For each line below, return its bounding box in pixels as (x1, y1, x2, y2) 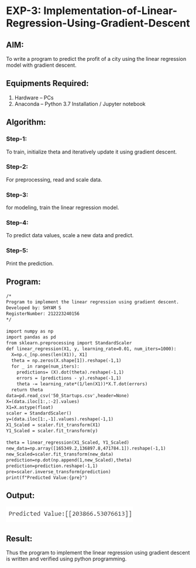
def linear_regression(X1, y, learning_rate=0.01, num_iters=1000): (6, 345, 177, 352)
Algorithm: (6, 117, 46, 127)
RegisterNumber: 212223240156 (6, 310, 80, 317)
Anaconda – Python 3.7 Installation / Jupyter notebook (14, 100, 146, 107)
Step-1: (6, 135, 27, 143)
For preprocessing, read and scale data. (6, 176, 102, 183)
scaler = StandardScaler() (6, 410, 72, 416)
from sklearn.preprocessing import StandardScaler (6, 340, 132, 346)
